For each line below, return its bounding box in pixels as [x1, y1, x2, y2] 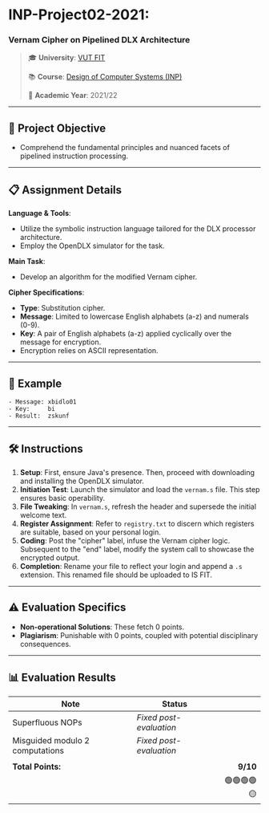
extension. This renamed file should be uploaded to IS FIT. [19, 570, 213, 579]
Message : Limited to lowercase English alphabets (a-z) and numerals [19, 311, 250, 322]
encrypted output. [19, 552, 80, 563]
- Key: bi [8, 404, 56, 413]
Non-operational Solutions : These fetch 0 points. [19, 622, 185, 632]
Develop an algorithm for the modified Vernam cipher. [19, 272, 198, 282]
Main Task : [8, 257, 46, 266]
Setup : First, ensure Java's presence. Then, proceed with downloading [19, 467, 255, 477]
